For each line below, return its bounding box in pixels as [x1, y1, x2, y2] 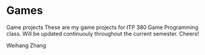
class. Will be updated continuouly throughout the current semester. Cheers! [6, 30, 199, 37]
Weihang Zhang [6, 42, 47, 49]
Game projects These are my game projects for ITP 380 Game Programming [6, 24, 199, 31]
